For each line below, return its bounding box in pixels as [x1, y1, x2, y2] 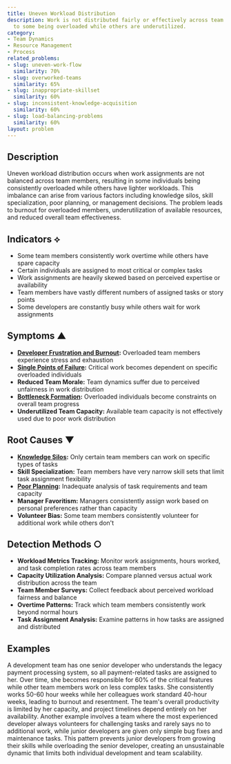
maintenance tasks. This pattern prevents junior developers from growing [7, 734, 216, 743]
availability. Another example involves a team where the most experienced [7, 712, 219, 721]
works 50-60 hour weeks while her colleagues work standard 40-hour [7, 690, 208, 698]
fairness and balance [17, 594, 77, 602]
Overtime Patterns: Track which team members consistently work [17, 601, 206, 609]
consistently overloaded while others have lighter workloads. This [7, 184, 194, 192]
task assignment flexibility [17, 474, 92, 483]
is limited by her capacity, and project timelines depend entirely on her [7, 705, 208, 714]
